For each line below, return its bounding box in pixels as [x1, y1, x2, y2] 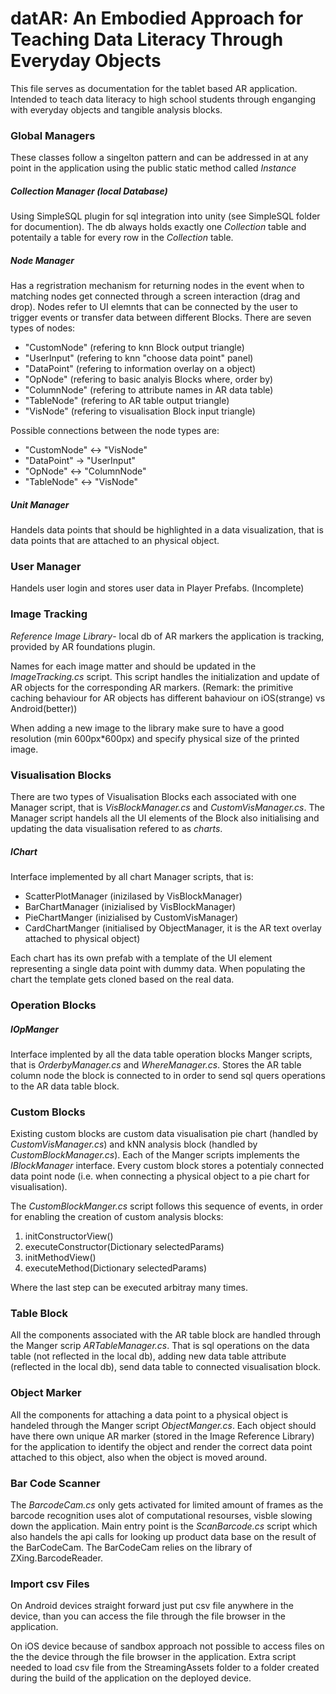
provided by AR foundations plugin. [10, 640, 156, 652]
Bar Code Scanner [10, 1476, 101, 1490]
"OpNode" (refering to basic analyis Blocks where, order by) [24, 373, 274, 386]
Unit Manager [10, 498, 70, 511]
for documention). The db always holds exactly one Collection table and [10, 221, 307, 233]
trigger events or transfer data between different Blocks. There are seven [10, 312, 312, 324]
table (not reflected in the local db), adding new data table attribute [10, 1350, 287, 1362]
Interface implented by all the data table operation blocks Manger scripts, [10, 1048, 313, 1060]
